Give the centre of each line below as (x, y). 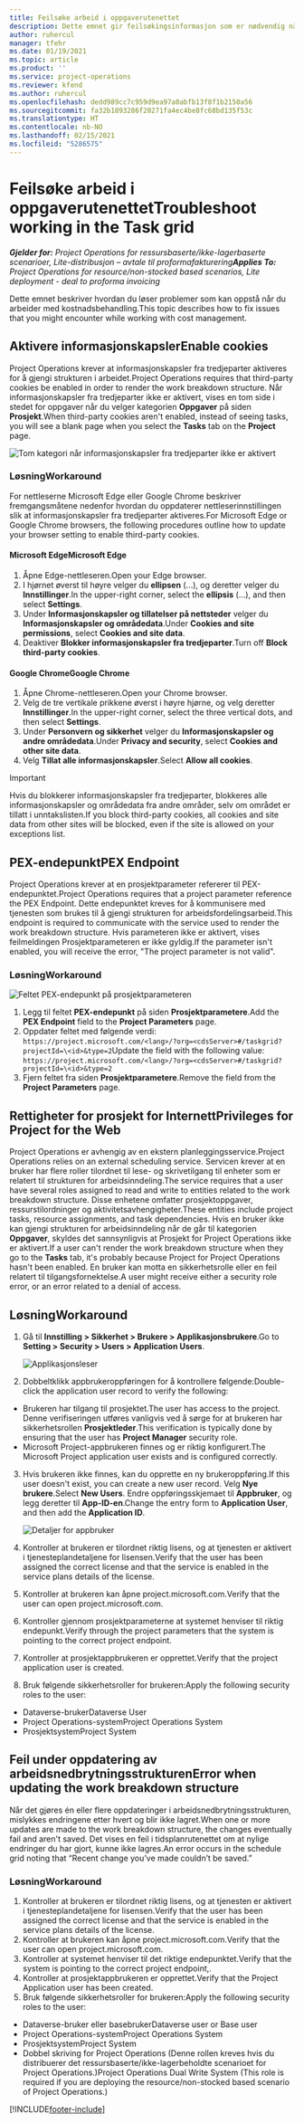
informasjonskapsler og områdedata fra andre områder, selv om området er (150, 805)
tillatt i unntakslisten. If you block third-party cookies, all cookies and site (144, 814)
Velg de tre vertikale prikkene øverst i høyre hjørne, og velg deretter (149, 703)
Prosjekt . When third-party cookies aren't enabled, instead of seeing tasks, (149, 416)
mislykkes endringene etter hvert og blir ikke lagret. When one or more (140, 1819)
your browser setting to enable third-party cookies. (104, 534)
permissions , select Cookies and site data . (104, 633)
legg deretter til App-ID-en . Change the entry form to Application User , (155, 1502)
